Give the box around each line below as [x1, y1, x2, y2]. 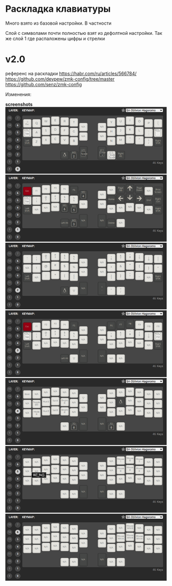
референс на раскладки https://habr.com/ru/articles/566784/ [5, 70, 137, 76]
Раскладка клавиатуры [5, 3, 111, 15]
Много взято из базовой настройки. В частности [5, 20, 112, 26]
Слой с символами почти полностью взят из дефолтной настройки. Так [5, 30, 162, 36]
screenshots [5, 101, 33, 107]
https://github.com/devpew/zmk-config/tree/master [5, 75, 115, 82]
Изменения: [5, 91, 32, 97]
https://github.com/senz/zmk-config [5, 81, 82, 87]
